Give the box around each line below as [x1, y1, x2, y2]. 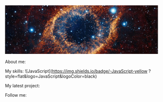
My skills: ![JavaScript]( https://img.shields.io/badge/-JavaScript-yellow [5, 68, 148, 74]
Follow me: [5, 92, 27, 98]
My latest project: [5, 83, 40, 89]
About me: [5, 59, 26, 65]
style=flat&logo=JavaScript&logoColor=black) [5, 73, 97, 79]
